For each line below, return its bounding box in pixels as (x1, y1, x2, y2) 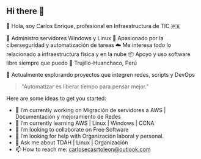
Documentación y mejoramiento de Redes (15, 113, 121, 120)
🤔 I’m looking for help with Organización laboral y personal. (15, 132, 164, 140)
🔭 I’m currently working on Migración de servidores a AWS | (15, 106, 166, 113)
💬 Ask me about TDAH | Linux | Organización (15, 138, 128, 146)
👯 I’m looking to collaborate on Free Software (15, 125, 129, 133)
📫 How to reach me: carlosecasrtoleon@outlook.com (15, 146, 151, 153)
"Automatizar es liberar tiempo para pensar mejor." (21, 83, 149, 90)
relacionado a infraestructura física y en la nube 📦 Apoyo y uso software (6, 50, 191, 58)
